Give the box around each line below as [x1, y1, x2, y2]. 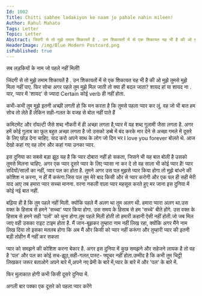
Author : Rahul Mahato [6, 20, 61, 26]
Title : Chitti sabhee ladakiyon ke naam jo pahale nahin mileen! [6, 14, 173, 20]
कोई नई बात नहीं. [6, 187, 39, 194]
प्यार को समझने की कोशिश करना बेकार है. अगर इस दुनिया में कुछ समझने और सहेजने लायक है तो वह [6, 245, 195, 252]
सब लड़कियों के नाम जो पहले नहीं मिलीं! [6, 64, 80, 72]
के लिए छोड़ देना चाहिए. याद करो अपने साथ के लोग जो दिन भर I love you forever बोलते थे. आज [6, 134, 195, 141]
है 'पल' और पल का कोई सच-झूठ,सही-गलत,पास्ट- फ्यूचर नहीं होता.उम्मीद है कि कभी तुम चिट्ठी [6, 251, 182, 259]
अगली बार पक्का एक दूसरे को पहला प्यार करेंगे [6, 282, 92, 289]
